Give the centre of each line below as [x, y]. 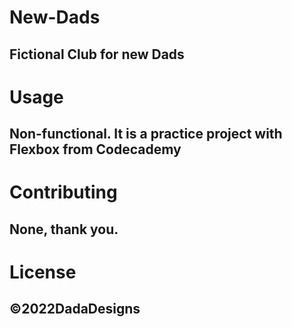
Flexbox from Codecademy [95, 149]
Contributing [63, 192]
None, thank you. [64, 229]
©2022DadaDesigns [75, 309]
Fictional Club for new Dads [97, 54]
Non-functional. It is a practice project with [146, 134]
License [43, 272]
